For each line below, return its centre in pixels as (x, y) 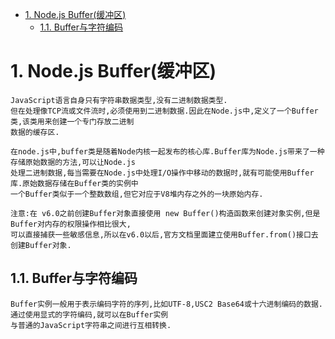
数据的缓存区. (35, 132)
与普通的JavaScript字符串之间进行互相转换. (91, 325)
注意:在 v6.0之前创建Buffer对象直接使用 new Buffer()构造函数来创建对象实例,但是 (165, 213)
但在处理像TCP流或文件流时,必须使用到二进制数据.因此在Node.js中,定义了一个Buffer (164, 111)
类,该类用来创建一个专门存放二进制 (72, 121)
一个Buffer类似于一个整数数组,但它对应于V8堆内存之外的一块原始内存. (137, 194)
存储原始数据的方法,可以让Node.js (73, 162)
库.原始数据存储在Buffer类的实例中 (74, 183)
